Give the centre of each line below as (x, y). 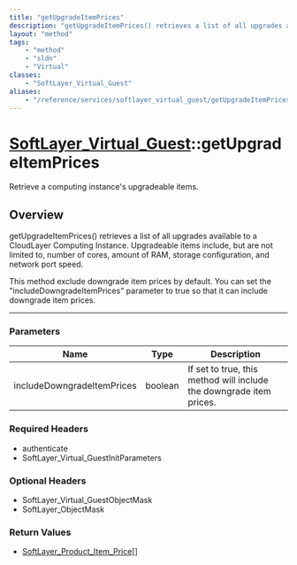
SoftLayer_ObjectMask (63, 509)
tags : (19, 42)
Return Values (40, 532)
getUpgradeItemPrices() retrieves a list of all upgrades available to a (133, 236)
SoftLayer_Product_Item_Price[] (80, 552)
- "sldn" (41, 58)
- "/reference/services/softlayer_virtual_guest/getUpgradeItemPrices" (160, 100)
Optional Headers (48, 481)
